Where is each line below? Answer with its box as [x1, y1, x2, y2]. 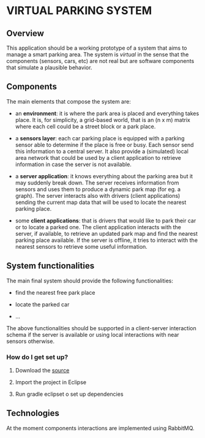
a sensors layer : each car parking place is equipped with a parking [15, 134, 185, 142]
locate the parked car [15, 301, 70, 308]
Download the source [15, 366, 70, 374]
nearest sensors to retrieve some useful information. [15, 243, 148, 250]
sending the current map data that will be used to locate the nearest [15, 198, 187, 206]
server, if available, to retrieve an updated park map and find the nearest [15, 230, 198, 237]
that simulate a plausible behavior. [6, 64, 92, 71]
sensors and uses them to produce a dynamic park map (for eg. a [15, 185, 181, 193]
